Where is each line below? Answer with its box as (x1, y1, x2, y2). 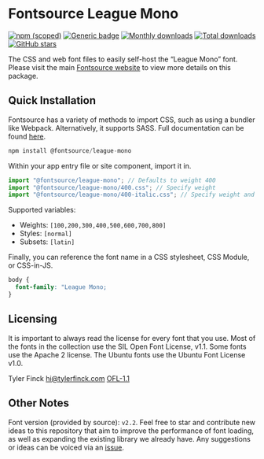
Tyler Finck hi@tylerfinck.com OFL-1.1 (8, 373, 130, 383)
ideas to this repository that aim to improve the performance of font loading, (8, 426, 254, 435)
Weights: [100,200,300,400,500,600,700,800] (19, 220, 167, 230)
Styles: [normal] (19, 229, 72, 239)
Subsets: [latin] (19, 237, 75, 246)
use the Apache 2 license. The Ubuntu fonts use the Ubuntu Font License (8, 350, 246, 359)
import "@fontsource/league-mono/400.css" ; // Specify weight (8, 183, 216, 191)
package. (8, 71, 38, 80)
